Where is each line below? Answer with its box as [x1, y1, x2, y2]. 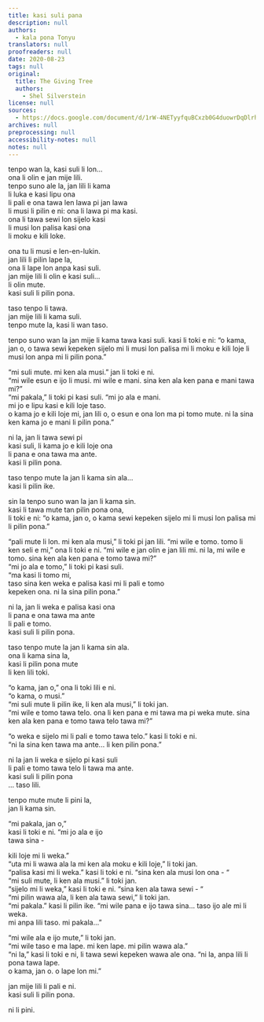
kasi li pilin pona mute [8, 660, 79, 669]
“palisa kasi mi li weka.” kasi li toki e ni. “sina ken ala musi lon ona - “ [8, 868, 229, 877]
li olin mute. [8, 280, 46, 289]
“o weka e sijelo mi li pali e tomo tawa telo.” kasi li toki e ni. [8, 732, 198, 741]
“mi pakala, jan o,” [8, 819, 67, 829]
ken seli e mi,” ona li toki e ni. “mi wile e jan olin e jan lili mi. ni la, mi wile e [8, 546, 246, 555]
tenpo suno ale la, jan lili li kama [8, 182, 111, 191]
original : [8, 70, 41, 78]
